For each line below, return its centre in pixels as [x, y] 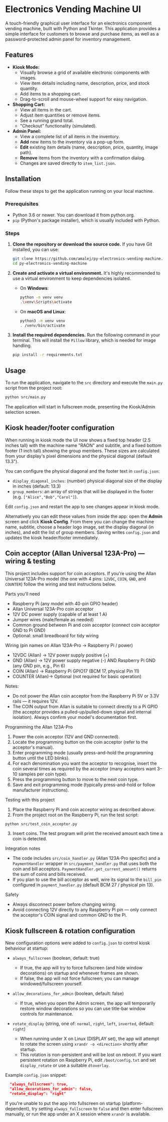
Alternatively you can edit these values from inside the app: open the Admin [84, 516]
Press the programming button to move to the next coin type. [75, 779]
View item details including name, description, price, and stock [85, 83]
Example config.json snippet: [36, 1075]
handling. [22, 346]
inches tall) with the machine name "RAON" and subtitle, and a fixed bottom [83, 445]
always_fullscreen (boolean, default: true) [56, 958]
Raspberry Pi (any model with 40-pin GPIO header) [65, 603]
